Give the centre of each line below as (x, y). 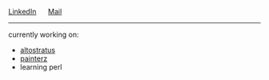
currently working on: (44, 34)
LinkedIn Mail (35, 12)
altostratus (38, 50)
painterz (34, 58)
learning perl (41, 67)
